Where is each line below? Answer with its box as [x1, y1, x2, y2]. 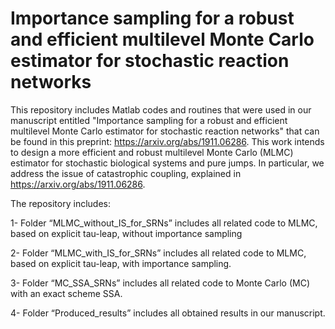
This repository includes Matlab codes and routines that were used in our [10, 103, 312, 116]
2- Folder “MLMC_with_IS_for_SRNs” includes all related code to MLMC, [10, 247, 307, 259]
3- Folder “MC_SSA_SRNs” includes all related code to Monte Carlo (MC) [10, 277, 310, 289]
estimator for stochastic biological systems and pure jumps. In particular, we [10, 157, 325, 169]
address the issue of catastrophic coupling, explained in [10, 167, 242, 179]
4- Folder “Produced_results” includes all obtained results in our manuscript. [10, 307, 326, 319]
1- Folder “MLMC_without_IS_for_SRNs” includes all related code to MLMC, [10, 217, 318, 229]
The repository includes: [10, 197, 111, 209]
